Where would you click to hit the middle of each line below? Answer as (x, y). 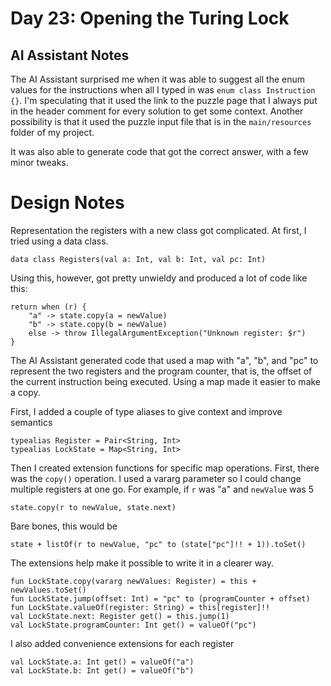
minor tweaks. (39, 162)
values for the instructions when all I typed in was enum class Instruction (163, 90)
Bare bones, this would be (64, 526)
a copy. (25, 392)
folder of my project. (52, 132)
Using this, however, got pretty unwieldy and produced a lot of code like (159, 278)
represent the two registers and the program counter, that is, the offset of (161, 371)
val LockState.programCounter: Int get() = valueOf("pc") (133, 625)
